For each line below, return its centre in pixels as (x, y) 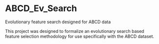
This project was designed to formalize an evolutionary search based (75, 31)
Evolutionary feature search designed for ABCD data (58, 22)
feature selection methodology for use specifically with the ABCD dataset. (80, 36)
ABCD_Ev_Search (41, 8)
